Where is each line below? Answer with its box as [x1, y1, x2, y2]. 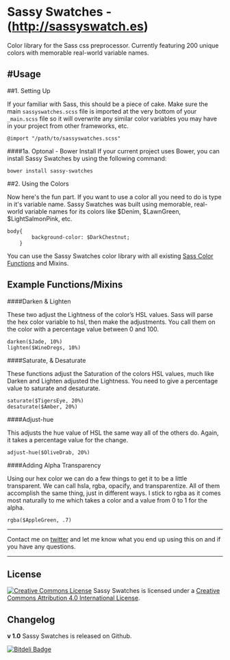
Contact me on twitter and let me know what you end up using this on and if [7, 535, 221, 543]
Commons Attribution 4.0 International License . [7, 594, 140, 602]
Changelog [7, 613, 55, 625]
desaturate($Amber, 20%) [7, 403, 78, 410]
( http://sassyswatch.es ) [7, 18, 149, 34]
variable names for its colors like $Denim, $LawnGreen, [24, 207, 181, 216]
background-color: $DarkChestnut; [31, 233, 130, 240]
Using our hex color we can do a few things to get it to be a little [7, 474, 188, 483]
